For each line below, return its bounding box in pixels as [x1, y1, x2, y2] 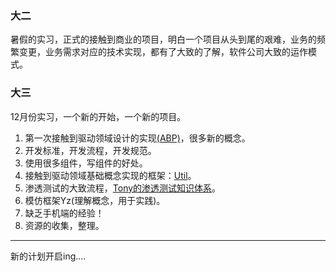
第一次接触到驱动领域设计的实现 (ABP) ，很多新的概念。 [24, 132, 251, 144]
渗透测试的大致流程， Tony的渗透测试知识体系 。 [24, 182, 222, 194]
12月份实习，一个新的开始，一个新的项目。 [10, 110, 187, 122]
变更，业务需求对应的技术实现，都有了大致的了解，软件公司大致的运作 [18, 46, 308, 58]
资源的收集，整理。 [24, 219, 105, 231]
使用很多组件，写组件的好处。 [24, 157, 148, 169]
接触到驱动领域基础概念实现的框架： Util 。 [24, 169, 197, 181]
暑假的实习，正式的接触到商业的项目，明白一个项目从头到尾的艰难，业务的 [10, 33, 317, 46]
